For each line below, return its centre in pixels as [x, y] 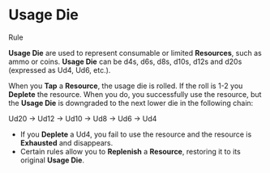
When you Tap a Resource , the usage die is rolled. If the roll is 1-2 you [126, 86]
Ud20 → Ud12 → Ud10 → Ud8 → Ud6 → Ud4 [83, 118]
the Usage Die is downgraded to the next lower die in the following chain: [131, 103]
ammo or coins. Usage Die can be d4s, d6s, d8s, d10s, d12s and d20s [125, 61]
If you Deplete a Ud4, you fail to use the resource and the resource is [136, 134]
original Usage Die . [52, 160]
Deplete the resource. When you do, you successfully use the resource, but [135, 94]
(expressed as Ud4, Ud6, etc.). [60, 70]
